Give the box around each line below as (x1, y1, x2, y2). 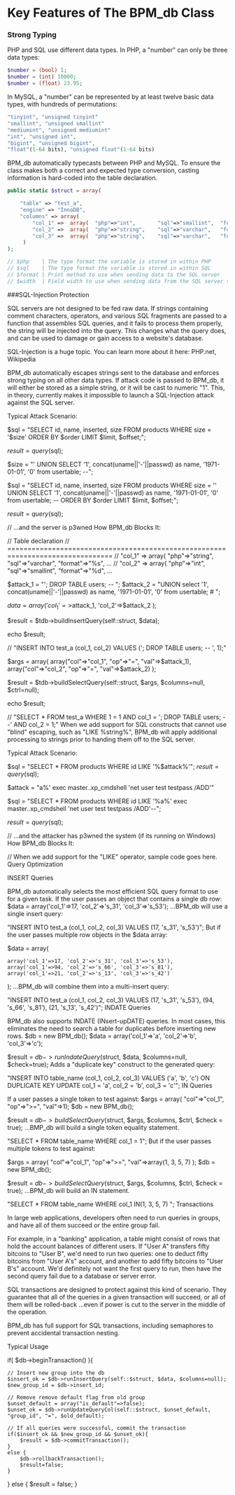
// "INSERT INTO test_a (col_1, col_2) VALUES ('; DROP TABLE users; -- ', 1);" (7, 643, 227, 652)
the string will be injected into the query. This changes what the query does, (7, 326, 227, 334)
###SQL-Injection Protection (7, 290, 90, 299)
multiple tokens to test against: (7, 1144, 96, 1152)
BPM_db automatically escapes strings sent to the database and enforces (7, 368, 220, 376)
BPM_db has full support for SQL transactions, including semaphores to (7, 1321, 213, 1330)
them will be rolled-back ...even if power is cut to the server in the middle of (7, 1300, 226, 1309)
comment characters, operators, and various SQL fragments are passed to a (7, 311, 227, 320)
